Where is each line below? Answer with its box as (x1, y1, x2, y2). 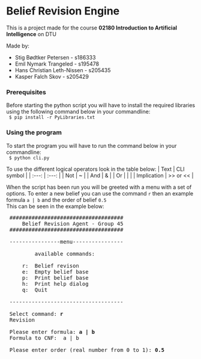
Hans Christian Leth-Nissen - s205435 (14, 66, 111, 73)
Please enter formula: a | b (9, 328, 95, 335)
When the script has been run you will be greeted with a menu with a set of (6, 183, 192, 191)
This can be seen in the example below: (6, 203, 104, 210)
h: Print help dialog (22, 280, 89, 287)
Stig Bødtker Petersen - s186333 (14, 54, 96, 61)
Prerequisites (6, 88, 46, 96)
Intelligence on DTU (6, 30, 57, 37)
